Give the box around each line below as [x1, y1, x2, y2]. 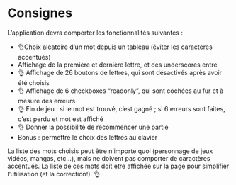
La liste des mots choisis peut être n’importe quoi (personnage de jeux [7, 147, 213, 155]
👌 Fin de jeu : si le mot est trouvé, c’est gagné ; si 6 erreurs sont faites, [17, 104, 225, 113]
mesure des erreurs [17, 96, 76, 105]
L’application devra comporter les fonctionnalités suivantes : [7, 28, 183, 37]
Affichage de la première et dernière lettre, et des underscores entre [17, 60, 218, 69]
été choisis [17, 78, 50, 86]
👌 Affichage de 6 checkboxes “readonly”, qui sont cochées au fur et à [17, 86, 224, 95]
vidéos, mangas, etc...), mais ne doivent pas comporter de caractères [7, 154, 210, 162]
